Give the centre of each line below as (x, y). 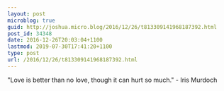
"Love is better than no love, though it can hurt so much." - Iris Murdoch (112, 80)
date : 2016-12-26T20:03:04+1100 (55, 40)
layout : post (27, 14)
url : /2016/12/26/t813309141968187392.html (73, 60)
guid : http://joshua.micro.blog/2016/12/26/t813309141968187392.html (112, 27)
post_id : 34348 (30, 34)
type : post (23, 54)
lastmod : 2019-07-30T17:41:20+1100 (60, 47)
